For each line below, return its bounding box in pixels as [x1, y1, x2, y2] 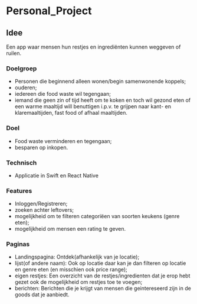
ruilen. [6, 50, 22, 57]
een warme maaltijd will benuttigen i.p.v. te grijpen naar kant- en [14, 103, 171, 110]
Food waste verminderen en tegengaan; [14, 137, 112, 144]
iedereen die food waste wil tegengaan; [14, 90, 111, 98]
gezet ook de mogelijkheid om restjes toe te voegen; [14, 279, 143, 286]
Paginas [6, 240, 30, 248]
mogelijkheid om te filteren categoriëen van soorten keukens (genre [14, 213, 180, 220]
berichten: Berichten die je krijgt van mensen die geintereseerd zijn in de [14, 285, 192, 292]
